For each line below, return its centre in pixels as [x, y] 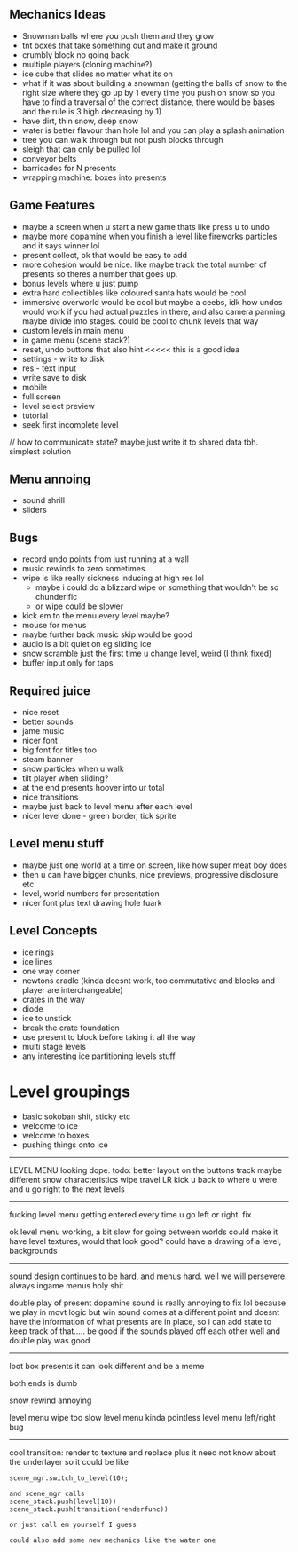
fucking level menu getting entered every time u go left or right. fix [130, 1214]
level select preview [58, 406]
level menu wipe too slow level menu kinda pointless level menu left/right [143, 1417]
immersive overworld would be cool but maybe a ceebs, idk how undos [152, 302]
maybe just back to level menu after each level [107, 807]
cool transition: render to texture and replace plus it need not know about [143, 1452]
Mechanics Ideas [58, 15]
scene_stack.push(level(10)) [63, 1501]
